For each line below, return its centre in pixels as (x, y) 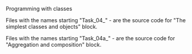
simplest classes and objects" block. (52, 27)
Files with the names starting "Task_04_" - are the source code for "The (96, 20)
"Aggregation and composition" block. (54, 45)
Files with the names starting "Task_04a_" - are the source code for (91, 38)
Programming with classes (39, 9)
